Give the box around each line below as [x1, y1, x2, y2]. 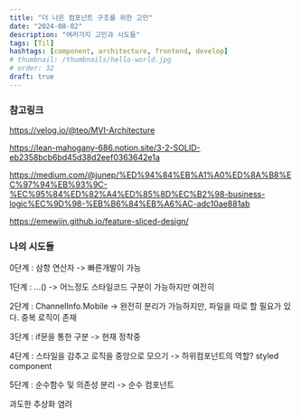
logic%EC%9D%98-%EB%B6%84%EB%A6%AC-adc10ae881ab [9, 198, 250, 209]
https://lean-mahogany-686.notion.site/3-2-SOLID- [9, 142, 201, 154]
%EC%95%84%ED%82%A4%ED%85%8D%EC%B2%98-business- [9, 189, 266, 200]
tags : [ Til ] [9, 38, 54, 48]
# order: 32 [9, 64, 54, 73]
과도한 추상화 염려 [9, 399, 72, 410]
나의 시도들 [9, 240, 55, 252]
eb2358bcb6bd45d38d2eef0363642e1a [9, 152, 161, 163]
